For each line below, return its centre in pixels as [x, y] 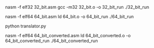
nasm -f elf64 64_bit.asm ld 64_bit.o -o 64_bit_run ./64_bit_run [70, 16]
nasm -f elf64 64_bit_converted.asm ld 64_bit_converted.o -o [68, 36]
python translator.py [26, 26]
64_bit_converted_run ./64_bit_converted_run [51, 41]
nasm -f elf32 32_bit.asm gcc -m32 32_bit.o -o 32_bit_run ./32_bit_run [77, 7]
